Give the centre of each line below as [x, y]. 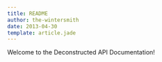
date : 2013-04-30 [32, 26]
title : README [28, 13]
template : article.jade [42, 33]
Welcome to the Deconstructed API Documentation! [81, 52]
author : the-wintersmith [43, 20]
